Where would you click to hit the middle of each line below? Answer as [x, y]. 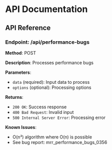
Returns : [14, 97]
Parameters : [18, 72]
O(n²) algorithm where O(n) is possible [52, 137]
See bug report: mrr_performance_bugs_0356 [60, 142]
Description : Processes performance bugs [49, 62]
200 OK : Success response [39, 107]
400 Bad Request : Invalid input [43, 112]
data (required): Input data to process [51, 82]
